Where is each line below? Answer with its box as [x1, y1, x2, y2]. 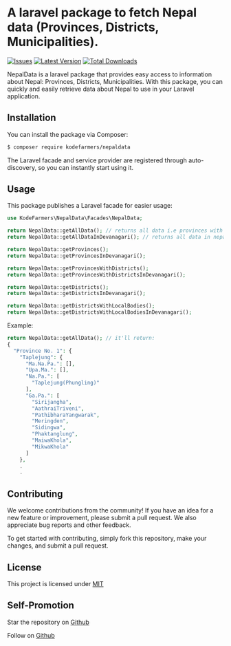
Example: [7, 321, 34, 330]
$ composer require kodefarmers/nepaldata [7, 143, 131, 151]
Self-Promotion [7, 600, 74, 612]
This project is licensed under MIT [7, 579, 104, 588]
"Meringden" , [32, 418, 69, 424]
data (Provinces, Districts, [7, 19, 159, 35]
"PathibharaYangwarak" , [32, 411, 100, 418]
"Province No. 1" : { [13, 347, 72, 354]
